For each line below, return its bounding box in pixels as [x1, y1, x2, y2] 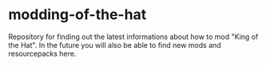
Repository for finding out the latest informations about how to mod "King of [8, 32, 259, 41]
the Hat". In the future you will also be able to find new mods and [8, 40, 221, 49]
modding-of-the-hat [8, 6, 147, 24]
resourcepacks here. [8, 49, 77, 58]
